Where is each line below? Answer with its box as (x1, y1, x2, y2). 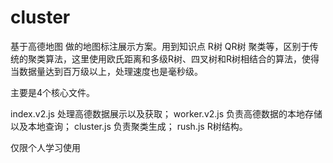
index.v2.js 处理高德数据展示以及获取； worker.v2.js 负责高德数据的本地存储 (10, 107, 323, 120)
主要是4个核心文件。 (10, 86, 96, 98)
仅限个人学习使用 (10, 141, 81, 153)
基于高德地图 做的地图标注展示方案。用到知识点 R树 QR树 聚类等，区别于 (10, 40, 310, 52)
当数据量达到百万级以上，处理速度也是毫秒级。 (10, 65, 203, 77)
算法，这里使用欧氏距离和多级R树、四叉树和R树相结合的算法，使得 (44, 52, 320, 65)
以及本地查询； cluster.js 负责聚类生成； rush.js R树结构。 (10, 120, 248, 132)
